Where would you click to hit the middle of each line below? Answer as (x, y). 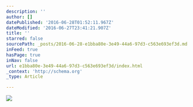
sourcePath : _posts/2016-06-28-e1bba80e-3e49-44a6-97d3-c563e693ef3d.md (97, 44)
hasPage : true (23, 55)
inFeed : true (22, 50)
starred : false (25, 39)
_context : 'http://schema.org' (44, 71)
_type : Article (25, 77)
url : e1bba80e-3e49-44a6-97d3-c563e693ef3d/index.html (75, 66)
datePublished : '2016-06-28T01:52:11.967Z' (60, 22)
